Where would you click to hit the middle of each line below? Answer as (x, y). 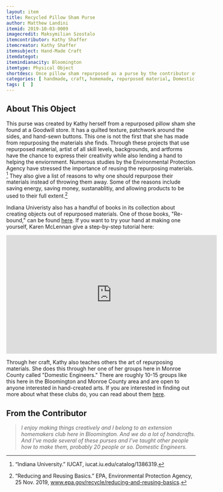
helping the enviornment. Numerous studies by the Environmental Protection (101, 162)
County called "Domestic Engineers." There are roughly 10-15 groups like (97, 375)
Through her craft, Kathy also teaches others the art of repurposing (90, 363)
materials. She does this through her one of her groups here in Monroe (94, 369)
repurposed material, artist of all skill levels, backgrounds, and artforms (94, 149)
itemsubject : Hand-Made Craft (44, 51)
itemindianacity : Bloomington (44, 62)
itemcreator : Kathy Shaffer (41, 46)
